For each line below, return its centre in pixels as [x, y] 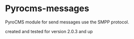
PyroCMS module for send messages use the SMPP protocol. [67, 22]
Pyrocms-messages [47, 9]
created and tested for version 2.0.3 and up [49, 31]
